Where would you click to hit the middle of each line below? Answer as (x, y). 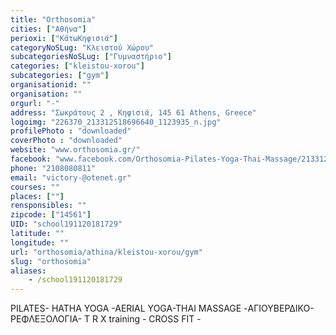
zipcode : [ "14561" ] (51, 215)
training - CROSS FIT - (155, 319)
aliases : (28, 271)
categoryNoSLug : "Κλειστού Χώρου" (82, 47)
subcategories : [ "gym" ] (60, 76)
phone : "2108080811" (53, 168)
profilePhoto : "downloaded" (71, 131)
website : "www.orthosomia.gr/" (75, 150)
